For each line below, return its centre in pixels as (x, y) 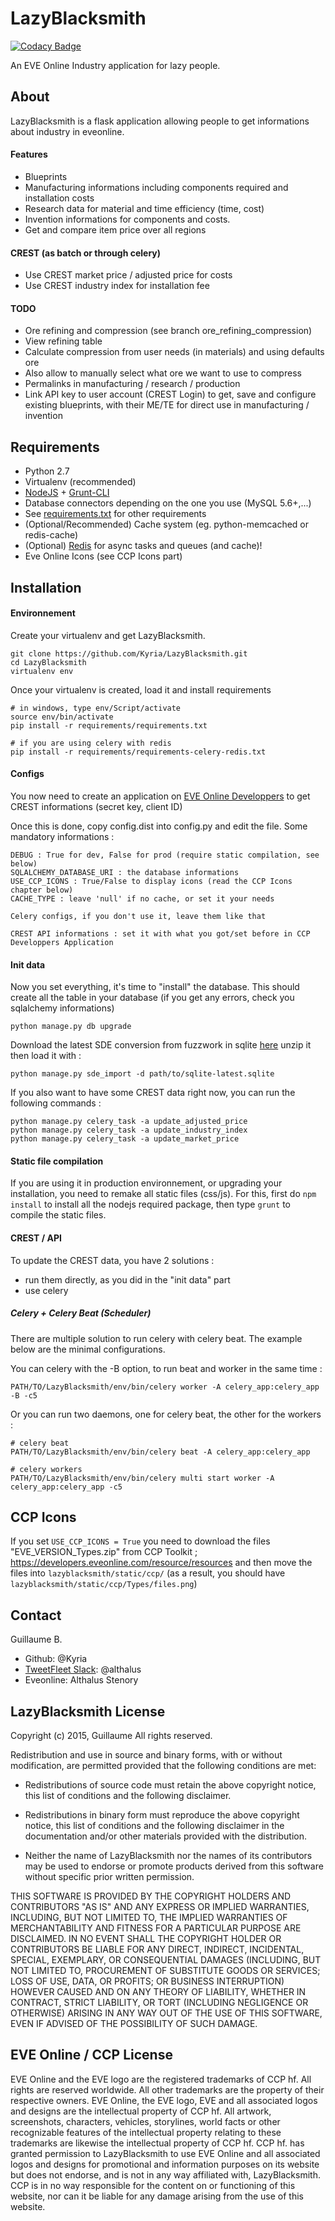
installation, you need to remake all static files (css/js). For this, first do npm (163, 1194)
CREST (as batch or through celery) (86, 253)
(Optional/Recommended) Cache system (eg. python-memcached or (167, 524)
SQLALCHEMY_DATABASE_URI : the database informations (125, 872)
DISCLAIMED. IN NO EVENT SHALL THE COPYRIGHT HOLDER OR (146, 1938)
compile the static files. (58, 1215)
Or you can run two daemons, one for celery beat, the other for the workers (166, 1414)
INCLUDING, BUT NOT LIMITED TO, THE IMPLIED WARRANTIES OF (149, 1917)
